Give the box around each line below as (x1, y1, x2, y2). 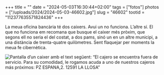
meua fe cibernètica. (5, 45, 47, 50)
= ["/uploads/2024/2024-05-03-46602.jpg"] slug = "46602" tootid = (5, 9, 145, 15)
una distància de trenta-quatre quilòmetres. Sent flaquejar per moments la (5, 39, 155, 45)
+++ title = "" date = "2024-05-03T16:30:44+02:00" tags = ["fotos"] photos (5, 4, 159, 10)
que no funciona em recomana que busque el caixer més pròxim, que (5, 29, 145, 35)
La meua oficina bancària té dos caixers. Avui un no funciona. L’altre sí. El (5, 24, 153, 30)
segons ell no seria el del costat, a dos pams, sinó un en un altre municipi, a (5, 34, 158, 40)
